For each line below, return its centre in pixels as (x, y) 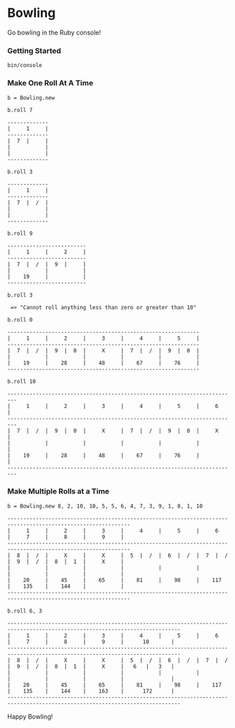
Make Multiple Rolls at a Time (58, 491)
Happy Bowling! (30, 716)
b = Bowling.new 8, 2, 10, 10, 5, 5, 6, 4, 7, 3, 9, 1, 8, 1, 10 (105, 506)
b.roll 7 (20, 110)
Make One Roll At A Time (50, 83)
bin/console (25, 66)
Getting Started (34, 51)
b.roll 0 (20, 320)
